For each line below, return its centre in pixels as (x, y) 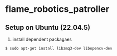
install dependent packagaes (42, 39)
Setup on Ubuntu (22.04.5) (48, 28)
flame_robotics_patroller (57, 9)
